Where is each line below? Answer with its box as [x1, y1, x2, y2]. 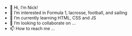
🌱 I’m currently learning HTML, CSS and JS [9, 15, 96, 20]
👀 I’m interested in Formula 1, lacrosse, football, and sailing [9, 10, 128, 16]
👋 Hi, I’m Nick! [9, 5, 38, 10]
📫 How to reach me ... [9, 26, 55, 31]
